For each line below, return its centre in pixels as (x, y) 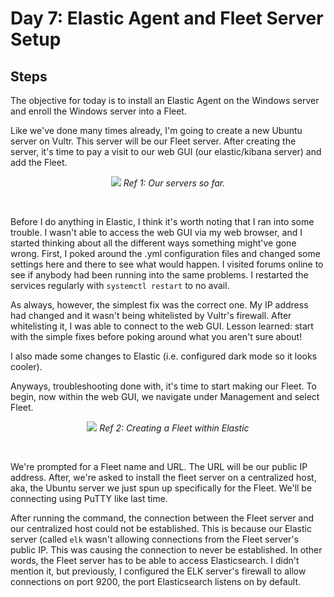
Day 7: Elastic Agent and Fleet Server (167, 18)
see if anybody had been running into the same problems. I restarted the (159, 275)
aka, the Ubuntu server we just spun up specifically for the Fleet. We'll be (161, 488)
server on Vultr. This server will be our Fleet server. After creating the (153, 141)
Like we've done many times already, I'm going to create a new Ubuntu (156, 130)
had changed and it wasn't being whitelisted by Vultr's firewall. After (151, 315)
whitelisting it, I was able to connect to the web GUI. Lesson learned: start (162, 326)
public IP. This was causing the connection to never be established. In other (166, 550)
